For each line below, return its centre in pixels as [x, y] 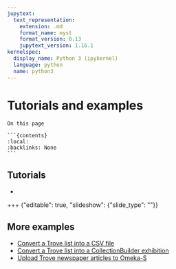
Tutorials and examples [75, 105]
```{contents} [27, 136]
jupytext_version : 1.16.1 [57, 46]
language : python [38, 65]
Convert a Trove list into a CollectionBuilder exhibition [93, 251]
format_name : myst [46, 33]
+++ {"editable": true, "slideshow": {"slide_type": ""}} [83, 205]
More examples [41, 227]
